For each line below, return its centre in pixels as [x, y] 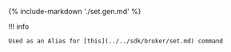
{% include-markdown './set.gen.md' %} [75, 11]
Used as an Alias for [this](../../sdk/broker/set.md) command [116, 41]
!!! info [19, 26]
